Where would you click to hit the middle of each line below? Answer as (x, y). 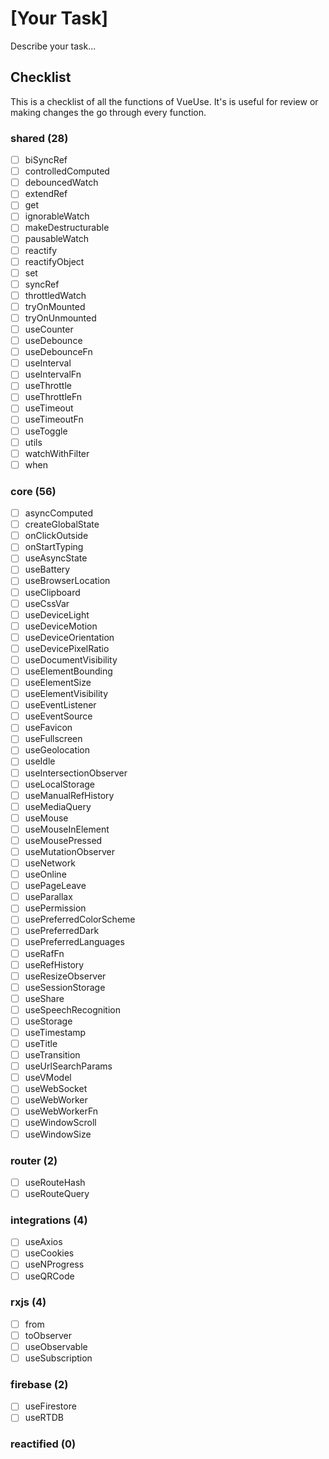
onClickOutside (56, 536)
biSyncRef (46, 160)
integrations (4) (49, 1220)
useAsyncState (56, 558)
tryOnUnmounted (60, 318)
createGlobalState (62, 524)
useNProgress (54, 1264)
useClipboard (52, 592)
